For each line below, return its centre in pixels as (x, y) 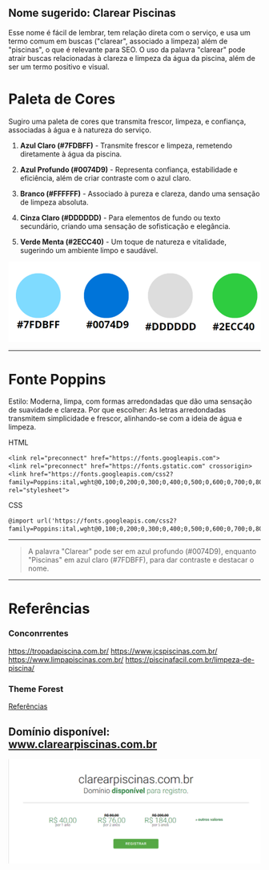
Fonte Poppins (57, 379)
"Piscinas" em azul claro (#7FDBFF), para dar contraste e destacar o (141, 560)
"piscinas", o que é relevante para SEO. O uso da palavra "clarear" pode (127, 49)
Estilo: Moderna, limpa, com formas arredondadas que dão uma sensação (130, 401)
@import (21, 521)
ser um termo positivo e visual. (59, 67)
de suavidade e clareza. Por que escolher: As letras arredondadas (117, 410)
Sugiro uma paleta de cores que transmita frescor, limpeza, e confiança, (127, 121)
